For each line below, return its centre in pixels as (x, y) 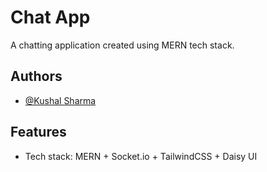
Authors (36, 76)
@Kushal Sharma (60, 100)
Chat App (50, 17)
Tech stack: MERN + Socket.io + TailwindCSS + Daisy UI (141, 156)
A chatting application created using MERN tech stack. (122, 45)
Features (38, 132)
